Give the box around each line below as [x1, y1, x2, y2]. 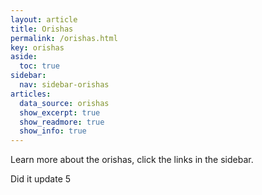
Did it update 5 [10, 173, 72, 185]
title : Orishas [10, 24, 74, 34]
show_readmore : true [19, 117, 105, 127]
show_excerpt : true [19, 107, 101, 118]
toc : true [19, 61, 60, 71]
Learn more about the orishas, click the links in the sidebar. [10, 154, 254, 166]
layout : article [10, 14, 78, 25]
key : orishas [10, 42, 65, 53]
